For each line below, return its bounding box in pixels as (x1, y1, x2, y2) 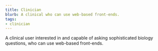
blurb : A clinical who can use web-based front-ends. (5, 12, 120, 17)
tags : (5, 16, 16, 21)
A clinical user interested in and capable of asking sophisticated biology (5, 35, 153, 41)
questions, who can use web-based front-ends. (5, 40, 103, 46)
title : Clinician (5, 7, 41, 12)
